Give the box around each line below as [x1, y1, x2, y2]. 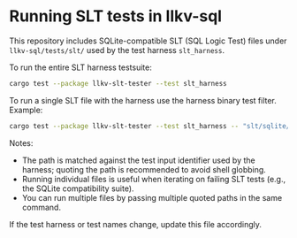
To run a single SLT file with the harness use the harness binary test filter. [9, 95, 277, 105]
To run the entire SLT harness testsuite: [9, 62, 152, 73]
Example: [9, 104, 43, 115]
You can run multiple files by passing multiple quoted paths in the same [21, 192, 283, 203]
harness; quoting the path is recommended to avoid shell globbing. [21, 164, 267, 174]
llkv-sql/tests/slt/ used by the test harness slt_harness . [9, 44, 225, 55]
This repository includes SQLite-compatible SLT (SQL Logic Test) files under [9, 35, 287, 46]
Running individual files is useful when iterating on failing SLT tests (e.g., [21, 173, 286, 184]
